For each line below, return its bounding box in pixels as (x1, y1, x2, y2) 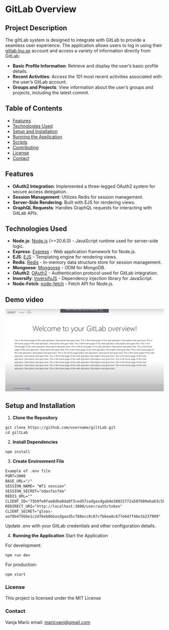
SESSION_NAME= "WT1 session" (5, 484, 66, 489)
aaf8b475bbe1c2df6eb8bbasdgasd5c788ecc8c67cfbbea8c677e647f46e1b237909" (5, 514, 161, 519)
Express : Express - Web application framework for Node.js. (12, 249, 136, 255)
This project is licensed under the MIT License (5, 595, 102, 601)
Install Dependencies (12, 439, 58, 445)
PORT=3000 (5, 474, 26, 479)
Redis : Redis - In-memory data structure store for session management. (12, 259, 162, 265)
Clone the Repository (12, 415, 58, 421)
